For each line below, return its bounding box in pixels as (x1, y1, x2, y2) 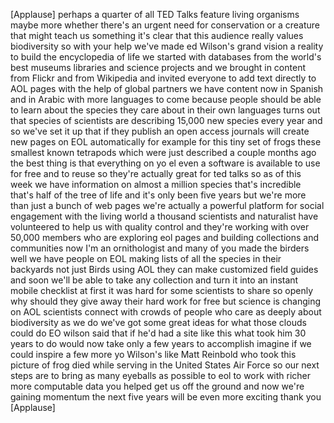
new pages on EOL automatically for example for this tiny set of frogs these (10, 136, 322, 148)
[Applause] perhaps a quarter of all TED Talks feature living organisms (10, 9, 300, 20)
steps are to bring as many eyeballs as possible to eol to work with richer (10, 370, 312, 381)
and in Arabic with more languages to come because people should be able (10, 94, 322, 105)
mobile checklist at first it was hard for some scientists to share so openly (10, 285, 314, 296)
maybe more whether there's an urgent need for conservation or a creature (10, 19, 320, 31)
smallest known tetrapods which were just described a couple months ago (10, 147, 317, 158)
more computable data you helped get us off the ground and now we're (10, 380, 305, 392)
